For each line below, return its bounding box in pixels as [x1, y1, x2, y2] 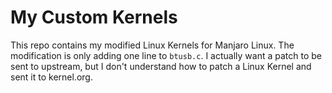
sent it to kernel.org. [10, 71, 93, 83]
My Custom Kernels [10, 6, 178, 29]
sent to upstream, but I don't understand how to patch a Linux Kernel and [10, 60, 312, 72]
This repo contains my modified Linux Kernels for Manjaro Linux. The [10, 39, 295, 51]
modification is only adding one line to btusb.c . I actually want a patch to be [10, 49, 322, 61]
